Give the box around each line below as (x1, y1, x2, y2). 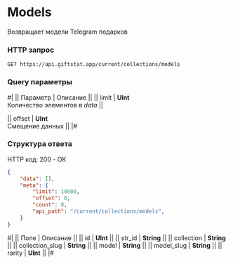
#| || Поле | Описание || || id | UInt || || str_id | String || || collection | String (7, 233, 226, 242)
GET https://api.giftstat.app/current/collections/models (7, 61, 180, 68)
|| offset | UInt (7, 114, 48, 123)
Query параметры (7, 77, 72, 87)
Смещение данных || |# (7, 121, 78, 130)
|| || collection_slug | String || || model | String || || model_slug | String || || (7, 241, 222, 249)
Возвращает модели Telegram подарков (7, 27, 128, 36)
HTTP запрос (7, 45, 55, 55)
